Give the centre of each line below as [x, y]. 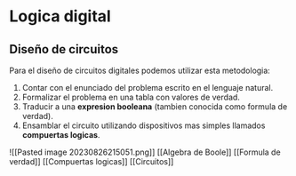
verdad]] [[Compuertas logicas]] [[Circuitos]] [92, 161]
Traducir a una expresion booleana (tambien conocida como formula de [155, 107]
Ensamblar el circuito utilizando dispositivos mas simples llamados [144, 125]
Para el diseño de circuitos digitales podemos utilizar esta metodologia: [140, 70]
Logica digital [60, 16]
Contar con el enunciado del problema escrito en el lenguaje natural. [148, 88]
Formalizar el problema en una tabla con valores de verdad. [131, 97]
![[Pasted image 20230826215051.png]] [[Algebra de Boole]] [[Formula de [145, 152]
